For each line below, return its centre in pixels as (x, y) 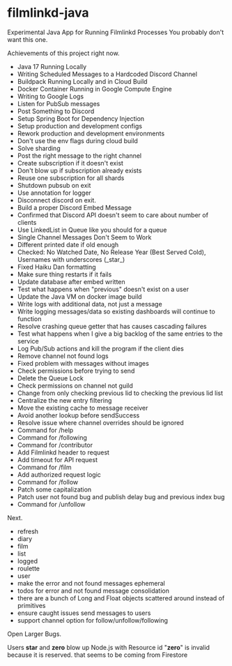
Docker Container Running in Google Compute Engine (94, 89)
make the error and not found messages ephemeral (91, 583)
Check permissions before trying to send (76, 371)
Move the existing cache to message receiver (83, 408)
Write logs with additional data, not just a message (90, 304)
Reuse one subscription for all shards (71, 178)
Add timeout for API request (57, 459)
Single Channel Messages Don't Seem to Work (84, 237)
